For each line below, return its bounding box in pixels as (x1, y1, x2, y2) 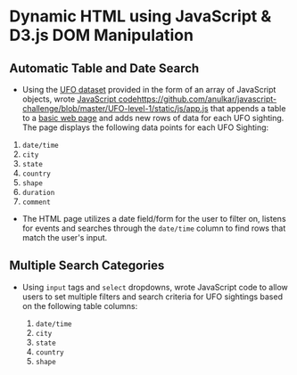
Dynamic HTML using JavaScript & (9, 6, 272, 27)
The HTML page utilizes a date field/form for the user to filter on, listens (21, 214, 287, 224)
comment (21, 198, 51, 207)
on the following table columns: (21, 300, 138, 311)
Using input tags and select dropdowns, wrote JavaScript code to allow (21, 281, 288, 292)
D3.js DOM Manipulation (9, 25, 194, 45)
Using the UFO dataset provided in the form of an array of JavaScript (21, 85, 276, 94)
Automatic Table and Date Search (9, 61, 200, 76)
